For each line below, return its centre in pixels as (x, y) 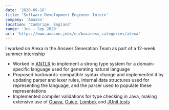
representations (29, 91)
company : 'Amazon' (25, 19)
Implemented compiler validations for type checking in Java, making (85, 96)
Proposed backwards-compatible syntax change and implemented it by (88, 74)
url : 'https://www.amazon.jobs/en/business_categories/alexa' (73, 34)
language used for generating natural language (80, 69)
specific (21, 69)
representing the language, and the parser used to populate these (82, 85)
